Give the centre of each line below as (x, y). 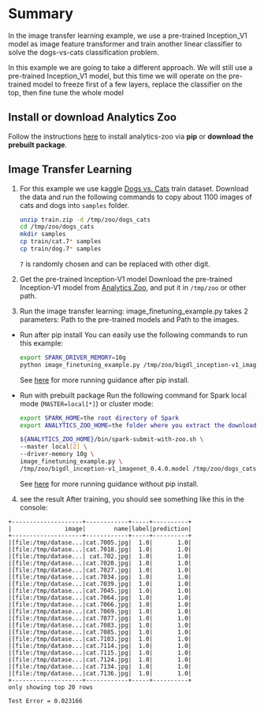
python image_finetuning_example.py (80, 365)
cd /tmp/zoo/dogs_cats (57, 227)
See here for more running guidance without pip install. (109, 483)
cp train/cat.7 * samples (60, 242)
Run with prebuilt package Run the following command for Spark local (133, 395)
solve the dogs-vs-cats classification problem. (84, 52)
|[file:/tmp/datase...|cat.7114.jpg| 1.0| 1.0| (100, 646)
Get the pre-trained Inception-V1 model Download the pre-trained (126, 279)
